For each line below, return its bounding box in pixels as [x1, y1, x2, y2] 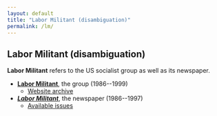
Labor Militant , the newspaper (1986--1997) [17, 94, 143, 103]
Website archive [27, 87, 74, 95]
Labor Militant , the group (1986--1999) [17, 80, 129, 88]
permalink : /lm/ [7, 23, 54, 30]
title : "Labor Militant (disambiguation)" [7, 16, 131, 23]
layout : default [7, 10, 54, 17]
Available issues [27, 102, 74, 110]
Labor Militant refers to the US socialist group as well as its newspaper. [7, 67, 210, 75]
